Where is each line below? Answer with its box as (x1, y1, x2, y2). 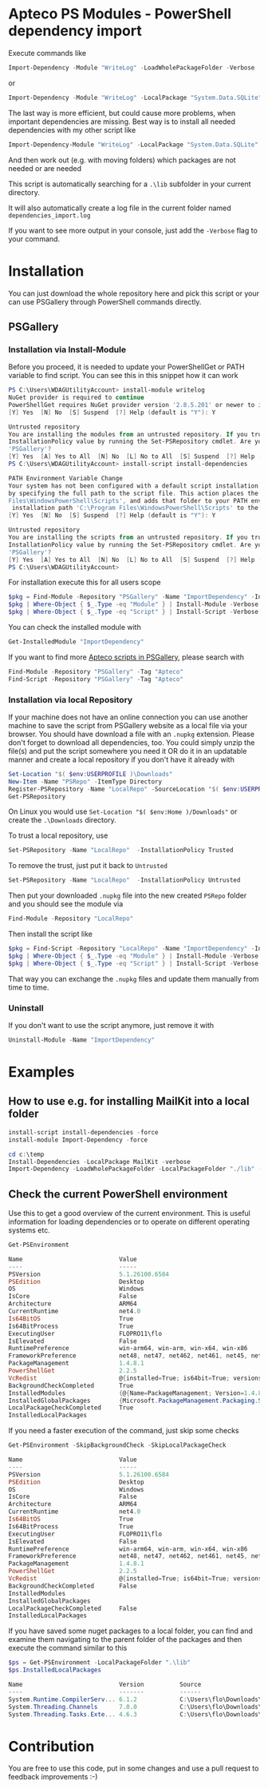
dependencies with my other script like (8, 125, 136, 134)
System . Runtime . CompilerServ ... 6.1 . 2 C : (8, 1695, 187, 1703)
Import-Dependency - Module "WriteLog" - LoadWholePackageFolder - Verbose (8, 63, 255, 72)
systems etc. (8, 1225, 50, 1235)
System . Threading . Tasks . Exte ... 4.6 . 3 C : (8, 1710, 187, 1719)
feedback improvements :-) (8, 1772, 98, 1782)
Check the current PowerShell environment (8, 1187, 228, 1201)
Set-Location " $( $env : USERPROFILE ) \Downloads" (8, 770, 173, 778)
